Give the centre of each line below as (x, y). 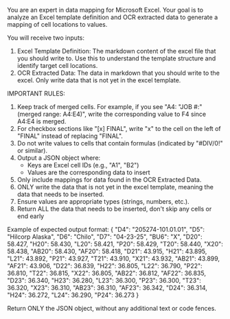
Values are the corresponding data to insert (89, 172)
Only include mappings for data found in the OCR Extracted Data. (109, 180)
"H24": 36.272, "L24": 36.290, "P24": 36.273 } (73, 295)
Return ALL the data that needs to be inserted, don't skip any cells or (114, 209)
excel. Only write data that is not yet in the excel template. (99, 80)
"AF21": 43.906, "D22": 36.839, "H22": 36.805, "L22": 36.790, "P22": (105, 266)
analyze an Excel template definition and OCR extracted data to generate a (113, 17)
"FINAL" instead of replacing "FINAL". (70, 136)
